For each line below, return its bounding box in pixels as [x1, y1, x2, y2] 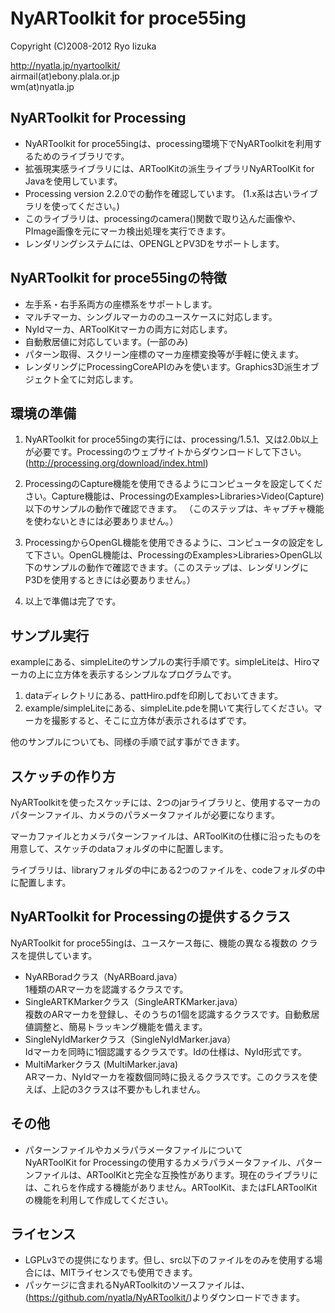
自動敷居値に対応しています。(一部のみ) [24, 335, 189, 347]
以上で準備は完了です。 [24, 595, 122, 607]
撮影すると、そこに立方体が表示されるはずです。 [51, 715, 252, 727]
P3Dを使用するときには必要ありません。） [24, 574, 197, 586]
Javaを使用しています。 [24, 175, 123, 187]
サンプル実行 [10, 627, 90, 644]
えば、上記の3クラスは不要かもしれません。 [24, 1083, 206, 1095]
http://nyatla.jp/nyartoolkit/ [10, 59, 121, 71]
